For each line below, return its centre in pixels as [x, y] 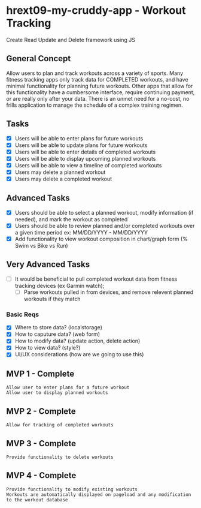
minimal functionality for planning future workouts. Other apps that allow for [100, 86]
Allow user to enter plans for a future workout [68, 387]
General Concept [39, 58]
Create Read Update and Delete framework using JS [71, 40]
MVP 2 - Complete [41, 411]
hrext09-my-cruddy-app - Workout [96, 10]
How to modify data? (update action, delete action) [77, 341]
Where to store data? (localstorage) [59, 327]
